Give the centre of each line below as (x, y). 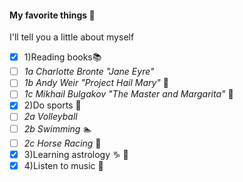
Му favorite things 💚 (52, 15)
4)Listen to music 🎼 (63, 165)
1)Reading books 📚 (62, 57)
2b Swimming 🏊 (57, 128)
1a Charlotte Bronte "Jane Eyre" (89, 72)
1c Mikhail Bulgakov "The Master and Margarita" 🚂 (128, 94)
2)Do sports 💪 (52, 105)
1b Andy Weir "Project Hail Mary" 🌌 (96, 83)
